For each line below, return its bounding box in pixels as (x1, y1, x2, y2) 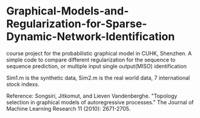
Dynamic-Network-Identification (6, 30, 175, 43)
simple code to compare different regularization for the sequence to (6, 56, 176, 63)
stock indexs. (6, 80, 39, 88)
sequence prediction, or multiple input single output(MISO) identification (6, 62, 187, 70)
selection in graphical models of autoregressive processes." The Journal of (6, 98, 194, 106)
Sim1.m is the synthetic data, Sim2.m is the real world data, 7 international (6, 74, 190, 81)
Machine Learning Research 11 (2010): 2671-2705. (6, 105, 131, 112)
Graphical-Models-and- (6, 4, 129, 18)
